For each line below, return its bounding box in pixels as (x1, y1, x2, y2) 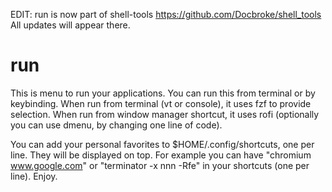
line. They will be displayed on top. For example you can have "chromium (10, 149, 312, 161)
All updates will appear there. (10, 19, 131, 31)
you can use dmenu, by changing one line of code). (10, 119, 223, 131)
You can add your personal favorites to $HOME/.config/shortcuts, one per (10, 138, 315, 150)
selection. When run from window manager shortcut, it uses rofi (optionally (10, 108, 320, 120)
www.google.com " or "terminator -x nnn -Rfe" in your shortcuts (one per (10, 159, 310, 171)
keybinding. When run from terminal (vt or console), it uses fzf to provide (10, 97, 312, 109)
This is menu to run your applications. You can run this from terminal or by (10, 87, 316, 99)
